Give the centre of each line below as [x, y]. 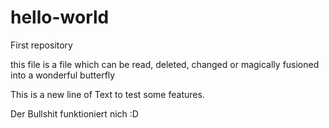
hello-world [60, 17]
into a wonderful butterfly [63, 75]
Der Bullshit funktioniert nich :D [74, 113]
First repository [41, 45]
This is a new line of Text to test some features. [107, 94]
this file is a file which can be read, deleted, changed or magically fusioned [165, 64]
